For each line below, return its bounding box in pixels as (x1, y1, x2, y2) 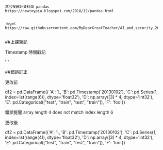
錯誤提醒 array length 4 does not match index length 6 (5, 109, 114, 115)
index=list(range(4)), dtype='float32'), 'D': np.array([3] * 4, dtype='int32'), (5, 134, 154, 140)
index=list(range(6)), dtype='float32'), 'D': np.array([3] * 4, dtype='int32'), (5, 94, 154, 100)
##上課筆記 (5, 39, 28, 45)
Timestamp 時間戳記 (5, 50, 46, 55)
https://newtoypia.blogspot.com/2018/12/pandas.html (5, 9, 114, 14)
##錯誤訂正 (5, 69, 28, 75)
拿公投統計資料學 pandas (5, 4, 49, 9)
